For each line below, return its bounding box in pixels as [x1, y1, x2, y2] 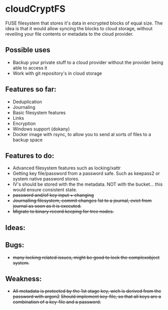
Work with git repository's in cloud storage [12, 70, 102, 76]
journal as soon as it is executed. [12, 203, 82, 209]
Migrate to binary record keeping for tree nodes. [12, 208, 114, 215]
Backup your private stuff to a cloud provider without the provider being [12, 59, 164, 65]
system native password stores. [12, 176, 80, 182]
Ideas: [5, 223, 25, 232]
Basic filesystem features [12, 109, 66, 116]
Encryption [12, 120, 36, 126]
